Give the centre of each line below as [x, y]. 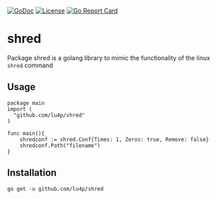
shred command [30, 65]
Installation [32, 173]
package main [26, 103]
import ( [20, 109]
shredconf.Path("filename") [60, 146]
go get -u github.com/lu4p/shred [55, 189]
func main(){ [26, 133]
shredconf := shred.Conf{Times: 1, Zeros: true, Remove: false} [114, 139]
